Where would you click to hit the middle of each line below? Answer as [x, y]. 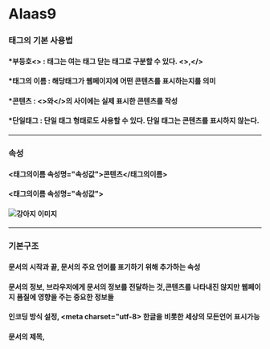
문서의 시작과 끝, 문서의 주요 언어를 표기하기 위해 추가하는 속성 [104, 266]
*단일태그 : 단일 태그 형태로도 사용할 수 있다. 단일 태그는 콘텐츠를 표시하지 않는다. [134, 120]
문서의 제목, [27, 336]
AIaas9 [33, 14]
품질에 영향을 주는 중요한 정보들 [65, 297]
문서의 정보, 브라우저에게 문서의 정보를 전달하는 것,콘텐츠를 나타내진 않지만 [124, 286]
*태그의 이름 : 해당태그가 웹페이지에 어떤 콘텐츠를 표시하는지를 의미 [112, 81]
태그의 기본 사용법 [41, 41]
